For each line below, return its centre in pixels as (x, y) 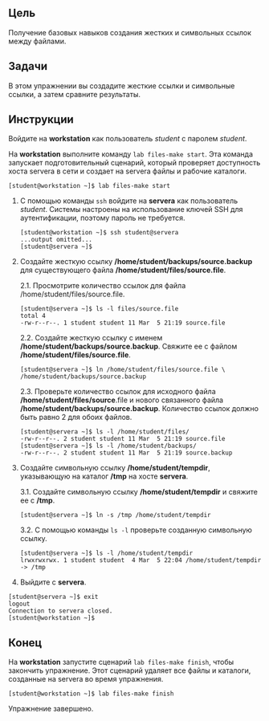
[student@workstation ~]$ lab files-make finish (91, 694)
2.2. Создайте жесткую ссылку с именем (91, 338)
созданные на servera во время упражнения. (86, 679)
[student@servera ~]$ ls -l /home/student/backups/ (108, 446)
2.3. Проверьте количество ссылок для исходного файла (118, 392)
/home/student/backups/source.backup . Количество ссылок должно (139, 409)
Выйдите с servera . (53, 582)
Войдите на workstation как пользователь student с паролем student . (128, 139)
